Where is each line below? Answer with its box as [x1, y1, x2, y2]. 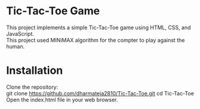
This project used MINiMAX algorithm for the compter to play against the [6, 36, 185, 43]
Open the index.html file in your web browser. [6, 96, 118, 103]
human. [6, 43, 25, 50]
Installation [6, 64, 63, 77]
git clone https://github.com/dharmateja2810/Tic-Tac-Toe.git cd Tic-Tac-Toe [6, 89, 194, 96]
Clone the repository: [6, 83, 59, 91]
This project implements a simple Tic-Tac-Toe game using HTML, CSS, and [6, 24, 191, 31]
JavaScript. [6, 30, 35, 37]
